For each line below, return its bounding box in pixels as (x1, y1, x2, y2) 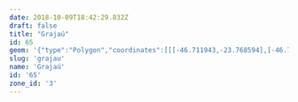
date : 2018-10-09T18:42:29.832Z (9, 12, 129, 22)
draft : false (9, 21, 58, 30)
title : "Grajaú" (9, 29, 69, 38)
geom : (9, 46, 29, 55)
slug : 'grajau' (9, 54, 66, 63)
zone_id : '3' (9, 79, 58, 88)
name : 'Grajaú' (9, 63, 66, 72)
